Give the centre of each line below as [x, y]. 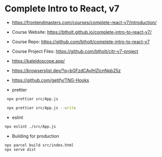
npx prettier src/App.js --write [41, 108]
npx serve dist [20, 150]
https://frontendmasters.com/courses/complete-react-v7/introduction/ [84, 22]
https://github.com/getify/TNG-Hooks [50, 80]
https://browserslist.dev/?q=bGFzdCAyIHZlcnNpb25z [66, 71]
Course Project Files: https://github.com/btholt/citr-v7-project [75, 51]
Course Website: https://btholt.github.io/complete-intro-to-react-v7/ [82, 32]
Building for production [35, 136]
